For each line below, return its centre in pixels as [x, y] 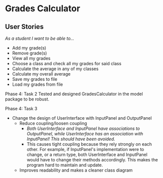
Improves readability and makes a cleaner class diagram [76, 170]
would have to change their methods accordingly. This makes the [92, 160]
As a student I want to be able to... [40, 38]
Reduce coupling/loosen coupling [53, 123]
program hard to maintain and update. [65, 165]
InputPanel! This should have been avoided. [71, 139]
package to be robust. [27, 99]
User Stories [24, 27]
